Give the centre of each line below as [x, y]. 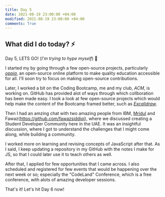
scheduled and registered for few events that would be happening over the [81, 169]
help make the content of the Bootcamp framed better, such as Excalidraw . [81, 104]
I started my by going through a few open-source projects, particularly [77, 68]
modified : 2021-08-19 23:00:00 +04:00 [45, 19]
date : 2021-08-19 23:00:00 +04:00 [41, 14]
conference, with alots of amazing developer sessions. [61, 180]
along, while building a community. [40, 134]
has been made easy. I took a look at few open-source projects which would [82, 99]
